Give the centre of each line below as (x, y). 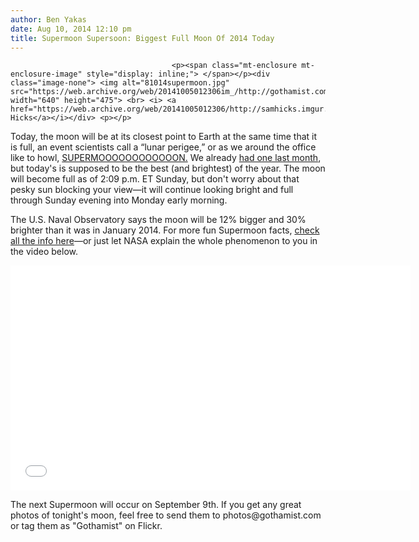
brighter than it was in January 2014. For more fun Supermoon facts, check (165, 230)
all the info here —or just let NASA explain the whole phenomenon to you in (164, 241)
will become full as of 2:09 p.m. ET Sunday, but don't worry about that (155, 179)
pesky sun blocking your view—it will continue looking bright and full (152, 190)
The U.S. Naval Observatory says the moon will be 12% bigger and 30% (158, 220)
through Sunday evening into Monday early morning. (119, 200)
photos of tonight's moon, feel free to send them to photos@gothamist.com (166, 515)
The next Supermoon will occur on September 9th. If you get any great (156, 505)
